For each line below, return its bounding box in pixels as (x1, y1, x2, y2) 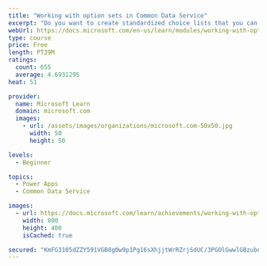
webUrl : (8, 26, 34, 34)
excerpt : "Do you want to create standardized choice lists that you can (8, 19, 258, 27)
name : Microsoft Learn (15, 100, 91, 108)
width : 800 (22, 216, 59, 225)
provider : (8, 92, 41, 100)
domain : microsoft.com (15, 107, 91, 115)
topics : (8, 172, 34, 181)
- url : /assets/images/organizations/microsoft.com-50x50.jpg (22, 122, 233, 130)
